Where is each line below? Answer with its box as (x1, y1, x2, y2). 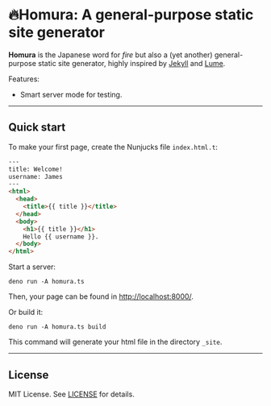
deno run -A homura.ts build (8, 323, 106, 331)
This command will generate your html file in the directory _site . (8, 337, 223, 347)
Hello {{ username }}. (23, 232, 99, 241)
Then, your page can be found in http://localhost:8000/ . (8, 292, 194, 301)
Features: (8, 74, 40, 84)
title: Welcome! (8, 165, 63, 173)
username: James (8, 172, 63, 180)
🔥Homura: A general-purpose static (8, 6, 254, 24)
